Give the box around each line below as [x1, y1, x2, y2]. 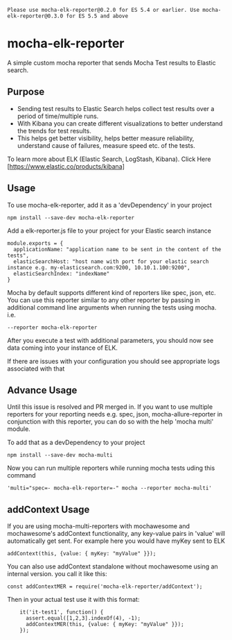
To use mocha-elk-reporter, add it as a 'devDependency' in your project [7, 201, 213, 209]
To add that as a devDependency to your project [7, 438, 145, 447]
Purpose [7, 86, 45, 98]
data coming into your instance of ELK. [7, 344, 118, 352]
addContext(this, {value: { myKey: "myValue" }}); [7, 550, 157, 557]
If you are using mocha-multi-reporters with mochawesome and [7, 522, 190, 530]
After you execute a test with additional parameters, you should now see [7, 336, 214, 344]
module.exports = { [7, 239, 64, 246]
